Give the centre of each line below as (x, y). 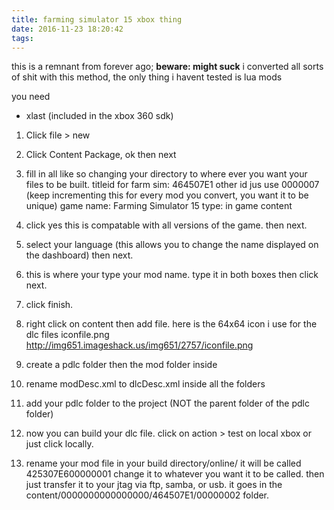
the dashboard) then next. (79, 255)
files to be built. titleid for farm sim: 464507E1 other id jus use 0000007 (172, 185)
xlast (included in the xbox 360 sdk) (99, 116)
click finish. (49, 305)
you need (31, 97)
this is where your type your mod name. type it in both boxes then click (172, 275)
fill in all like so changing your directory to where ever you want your (166, 174)
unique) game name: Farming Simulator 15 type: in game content (159, 206)
